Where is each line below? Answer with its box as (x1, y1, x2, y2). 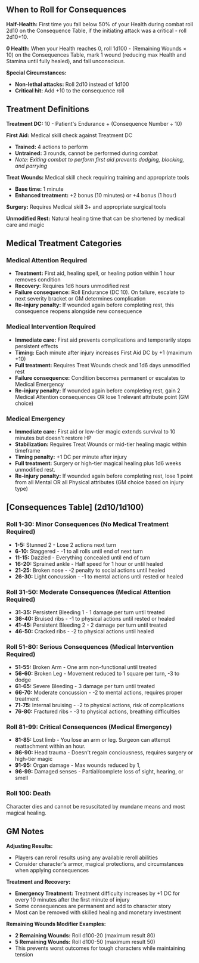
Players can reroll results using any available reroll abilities (14, 854, 158, 861)
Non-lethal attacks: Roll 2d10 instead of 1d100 (14, 80, 129, 88)
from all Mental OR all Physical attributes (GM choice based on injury (14, 478, 184, 485)
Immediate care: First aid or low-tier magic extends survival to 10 (14, 428, 176, 435)
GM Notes (6, 826, 44, 837)
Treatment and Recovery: (6, 878, 71, 885)
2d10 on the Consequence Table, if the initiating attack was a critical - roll (6, 27, 186, 34)
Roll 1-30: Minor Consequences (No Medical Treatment (6, 520, 169, 528)
